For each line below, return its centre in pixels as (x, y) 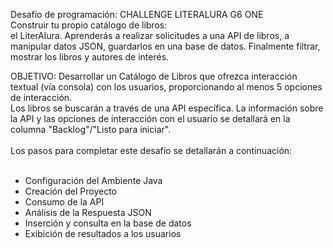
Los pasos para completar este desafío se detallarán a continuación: (151, 150)
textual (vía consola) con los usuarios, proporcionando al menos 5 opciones (166, 87)
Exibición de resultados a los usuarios (103, 233)
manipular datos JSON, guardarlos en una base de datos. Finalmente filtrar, (165, 46)
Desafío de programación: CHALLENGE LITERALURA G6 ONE (137, 14)
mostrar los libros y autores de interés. (90, 57)
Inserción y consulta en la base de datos (108, 223)
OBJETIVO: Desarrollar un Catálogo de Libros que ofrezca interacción (154, 76)
